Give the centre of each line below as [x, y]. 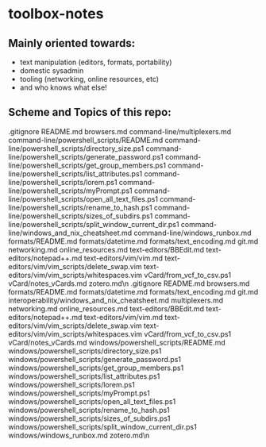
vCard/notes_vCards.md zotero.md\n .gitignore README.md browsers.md [129, 283]
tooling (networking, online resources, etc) [89, 79]
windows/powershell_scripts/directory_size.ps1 [85, 351]
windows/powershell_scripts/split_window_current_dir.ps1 [102, 426]
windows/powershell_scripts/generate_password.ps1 [94, 359]
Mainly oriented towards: [72, 43]
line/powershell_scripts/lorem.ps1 [63, 182]
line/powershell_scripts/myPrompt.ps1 [70, 191]
